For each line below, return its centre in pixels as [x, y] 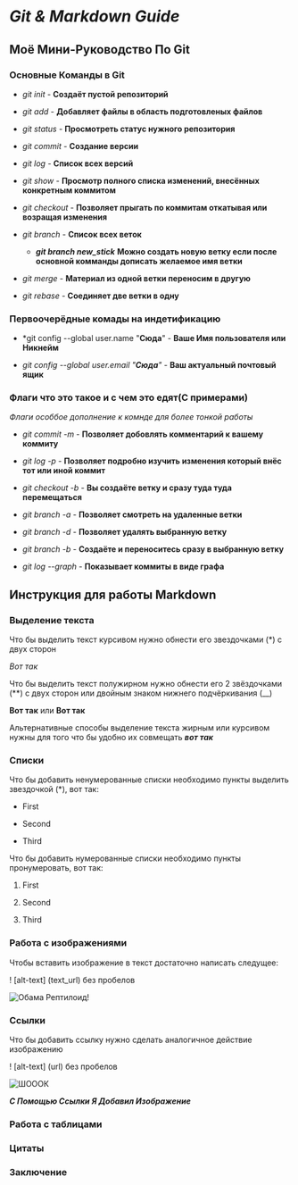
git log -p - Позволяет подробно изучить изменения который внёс [152, 461]
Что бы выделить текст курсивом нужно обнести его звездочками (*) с [146, 639]
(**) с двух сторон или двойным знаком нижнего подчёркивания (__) [141, 693]
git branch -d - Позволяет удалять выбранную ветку [124, 532]
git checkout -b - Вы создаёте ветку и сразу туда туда [127, 488]
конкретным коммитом [69, 190]
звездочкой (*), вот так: [54, 789]
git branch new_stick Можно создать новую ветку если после [156, 251]
